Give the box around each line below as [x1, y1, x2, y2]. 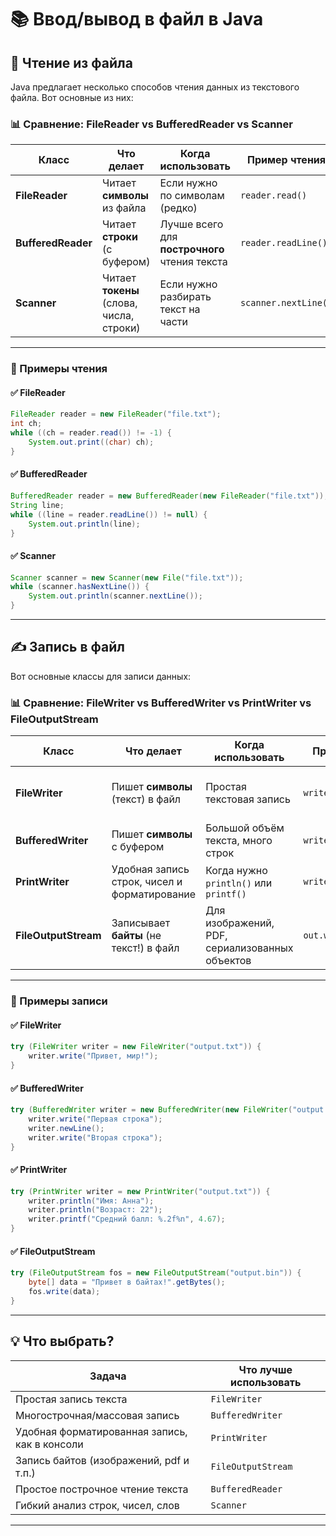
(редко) [159, 201, 198, 215]
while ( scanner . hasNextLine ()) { [10, 582, 150, 592]
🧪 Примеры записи [10, 994, 108, 1008]
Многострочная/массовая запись [15, 1408, 180, 1422]
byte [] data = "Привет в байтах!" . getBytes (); [28, 1277, 226, 1288]
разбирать [159, 290, 212, 304]
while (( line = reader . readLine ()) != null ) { [10, 509, 208, 520]
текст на [159, 302, 201, 316]
